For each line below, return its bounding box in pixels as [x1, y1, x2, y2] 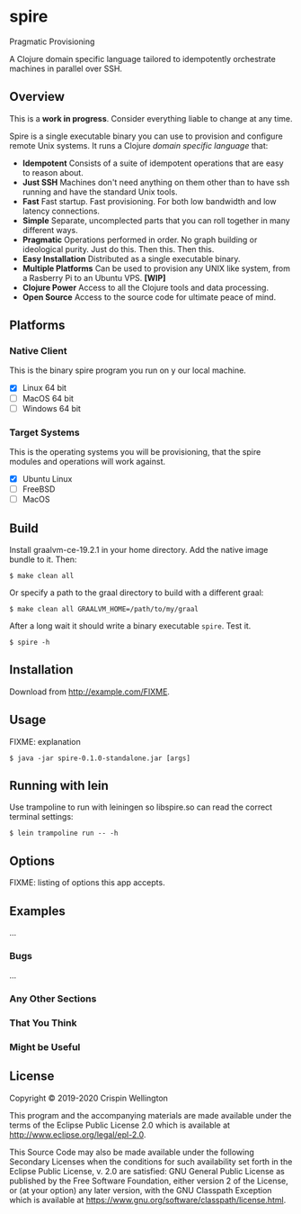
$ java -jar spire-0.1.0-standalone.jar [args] [9, 754, 191, 763]
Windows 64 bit [22, 403, 81, 413]
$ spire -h [9, 638, 50, 647]
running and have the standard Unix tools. [22, 186, 178, 197]
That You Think [9, 1017, 77, 1029]
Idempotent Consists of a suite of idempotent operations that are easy [22, 158, 285, 168]
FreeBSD [22, 484, 56, 494]
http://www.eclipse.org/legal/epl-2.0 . [9, 1128, 146, 1140]
